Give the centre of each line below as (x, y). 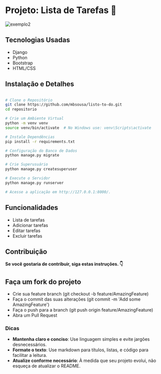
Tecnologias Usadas (38, 40)
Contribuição (26, 251)
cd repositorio (21, 109)
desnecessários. (29, 345)
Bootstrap (23, 63)
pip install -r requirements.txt (40, 141)
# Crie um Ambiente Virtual (35, 119)
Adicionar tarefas (30, 225)
